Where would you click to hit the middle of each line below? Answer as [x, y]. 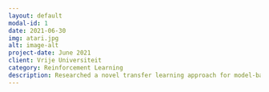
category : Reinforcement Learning [66, 68]
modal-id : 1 [28, 23]
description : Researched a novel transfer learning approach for [119, 75]
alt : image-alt [34, 46]
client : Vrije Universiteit [55, 61]
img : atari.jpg [34, 38]
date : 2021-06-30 [37, 30]
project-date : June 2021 [50, 53]
